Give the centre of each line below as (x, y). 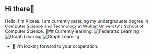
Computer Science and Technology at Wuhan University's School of (75, 26)
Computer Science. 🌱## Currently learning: (49, 31)
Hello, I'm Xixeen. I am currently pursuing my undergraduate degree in (76, 21)
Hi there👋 (20, 9)
